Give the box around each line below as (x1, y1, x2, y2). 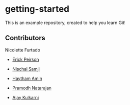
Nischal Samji (12, 66, 40, 72)
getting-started (5, 3, 70, 15)
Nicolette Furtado (5, 47, 41, 52)
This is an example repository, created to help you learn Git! (5, 20, 126, 26)
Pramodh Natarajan (12, 85, 52, 91)
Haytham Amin (12, 75, 43, 81)
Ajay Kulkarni (12, 94, 39, 100)
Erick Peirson (12, 56, 39, 62)
